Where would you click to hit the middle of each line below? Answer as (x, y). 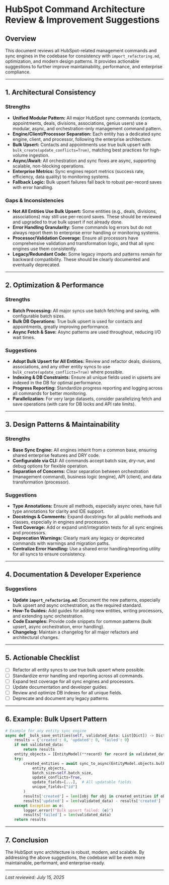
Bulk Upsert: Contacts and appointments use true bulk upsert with (81, 144)
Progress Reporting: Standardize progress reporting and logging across (87, 388)
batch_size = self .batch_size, (63, 773)
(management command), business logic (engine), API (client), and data (87, 476)
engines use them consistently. (45, 249)
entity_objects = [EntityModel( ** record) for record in (74, 754)
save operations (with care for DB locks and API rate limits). (74, 404)
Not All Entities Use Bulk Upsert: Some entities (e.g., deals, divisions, (85, 211)
